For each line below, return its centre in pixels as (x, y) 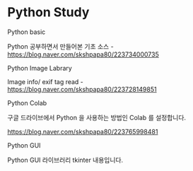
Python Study (48, 12)
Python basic (27, 32)
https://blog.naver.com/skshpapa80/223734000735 (83, 54)
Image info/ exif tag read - (45, 81)
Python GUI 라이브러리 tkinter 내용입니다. (65, 160)
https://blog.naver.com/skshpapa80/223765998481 (83, 131)
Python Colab (27, 102)
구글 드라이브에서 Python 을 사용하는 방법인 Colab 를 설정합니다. (96, 117)
